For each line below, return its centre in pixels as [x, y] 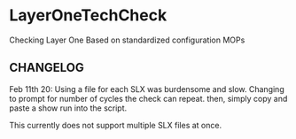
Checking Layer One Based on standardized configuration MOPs [127, 40]
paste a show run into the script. [68, 108]
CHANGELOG [47, 68]
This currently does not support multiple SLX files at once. [116, 125]
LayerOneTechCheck [88, 15]
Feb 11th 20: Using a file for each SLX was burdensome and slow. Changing [147, 89]
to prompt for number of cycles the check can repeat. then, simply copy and [148, 98]
